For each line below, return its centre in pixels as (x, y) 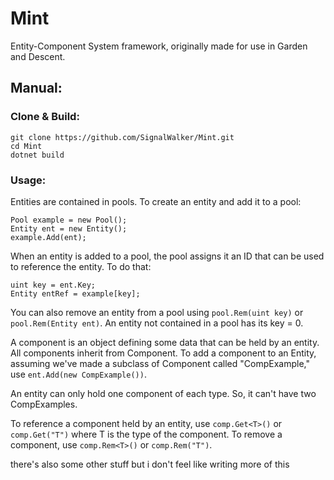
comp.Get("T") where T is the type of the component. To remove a (146, 434)
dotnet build (37, 155)
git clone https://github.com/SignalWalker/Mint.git (122, 137)
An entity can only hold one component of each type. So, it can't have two (163, 393)
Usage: (28, 180)
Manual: (36, 88)
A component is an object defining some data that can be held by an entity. (165, 342)
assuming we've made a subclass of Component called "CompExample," (160, 363)
